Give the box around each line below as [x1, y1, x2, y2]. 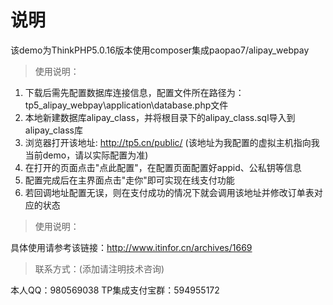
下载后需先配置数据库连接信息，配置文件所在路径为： [24, 86, 245, 98]
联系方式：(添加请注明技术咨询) [34, 262, 165, 275]
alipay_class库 [24, 124, 83, 136]
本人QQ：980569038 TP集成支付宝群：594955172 [10, 284, 220, 296]
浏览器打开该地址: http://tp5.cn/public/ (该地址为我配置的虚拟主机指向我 [24, 136, 320, 148]
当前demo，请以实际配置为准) [24, 149, 149, 161]
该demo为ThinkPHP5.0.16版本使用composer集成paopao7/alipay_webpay [10, 44, 310, 56]
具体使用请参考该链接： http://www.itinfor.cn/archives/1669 [10, 241, 253, 253]
